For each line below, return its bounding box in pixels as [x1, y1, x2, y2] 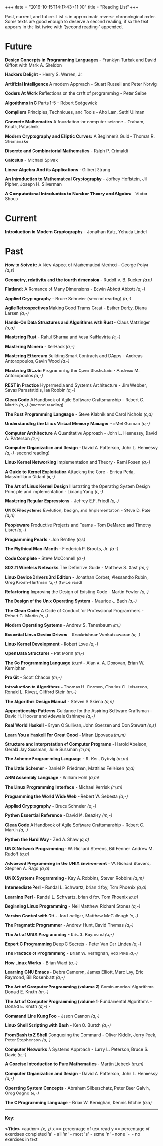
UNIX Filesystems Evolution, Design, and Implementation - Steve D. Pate [5, 507, 151, 513]
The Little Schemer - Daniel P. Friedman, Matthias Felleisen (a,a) [5, 765, 135, 771]
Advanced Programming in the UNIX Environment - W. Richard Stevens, [5, 860, 151, 866]
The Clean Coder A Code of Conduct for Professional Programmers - [5, 607, 144, 613]
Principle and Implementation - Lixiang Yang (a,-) [5, 488, 103, 494]
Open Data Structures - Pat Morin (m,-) [5, 650, 85, 656]
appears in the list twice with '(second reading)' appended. [5, 24, 123, 30]
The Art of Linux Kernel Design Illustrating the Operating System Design [5, 483, 150, 489]
